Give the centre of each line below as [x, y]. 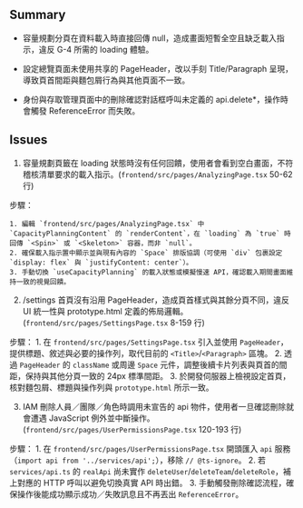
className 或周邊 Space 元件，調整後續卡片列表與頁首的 [176, 364]
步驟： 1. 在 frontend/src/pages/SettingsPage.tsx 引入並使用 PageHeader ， [149, 342]
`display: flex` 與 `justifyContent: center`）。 [101, 263]
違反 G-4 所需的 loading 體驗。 [96, 49]
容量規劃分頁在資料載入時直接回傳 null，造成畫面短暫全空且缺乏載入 [150, 38]
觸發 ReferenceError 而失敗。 [85, 110]
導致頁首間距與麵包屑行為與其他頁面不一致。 [106, 80]
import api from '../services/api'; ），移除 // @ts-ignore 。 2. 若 [142, 460]
